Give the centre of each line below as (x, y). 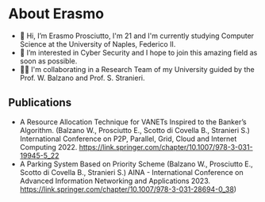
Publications (40, 103)
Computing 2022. (48, 147)
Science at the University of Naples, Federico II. (98, 44)
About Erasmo (56, 14)
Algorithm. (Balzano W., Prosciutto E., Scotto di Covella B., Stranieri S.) (134, 130)
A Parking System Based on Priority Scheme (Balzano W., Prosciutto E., (136, 164)
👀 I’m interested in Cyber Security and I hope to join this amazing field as (138, 52)
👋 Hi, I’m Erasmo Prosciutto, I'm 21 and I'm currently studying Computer (137, 36)
